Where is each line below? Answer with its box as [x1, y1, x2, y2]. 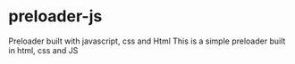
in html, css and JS [8, 44, 79, 55]
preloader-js [8, 6, 103, 27]
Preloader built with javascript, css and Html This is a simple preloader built [8, 36, 286, 46]
